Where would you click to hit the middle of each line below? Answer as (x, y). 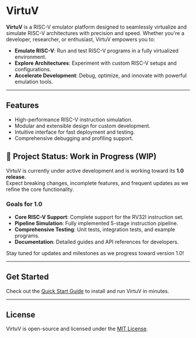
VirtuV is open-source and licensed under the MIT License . (77, 329)
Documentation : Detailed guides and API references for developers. (97, 242)
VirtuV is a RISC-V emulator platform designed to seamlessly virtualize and (97, 27)
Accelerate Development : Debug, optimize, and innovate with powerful (100, 75)
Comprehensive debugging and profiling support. (74, 138)
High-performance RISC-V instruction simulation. (73, 119)
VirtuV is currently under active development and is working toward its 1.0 (95, 170)
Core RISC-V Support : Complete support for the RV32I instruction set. (99, 217)
